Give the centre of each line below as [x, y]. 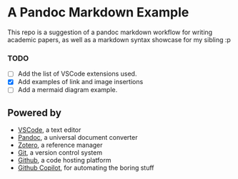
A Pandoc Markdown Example [98, 12]
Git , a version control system [60, 153]
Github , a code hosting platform [64, 160]
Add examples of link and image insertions [80, 82]
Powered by [35, 112]
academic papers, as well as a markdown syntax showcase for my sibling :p [119, 39]
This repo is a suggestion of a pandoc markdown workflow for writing [110, 32]
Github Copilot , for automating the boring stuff [86, 168]
